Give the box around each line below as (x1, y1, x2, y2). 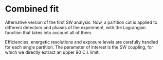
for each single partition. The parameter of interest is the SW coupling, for (5, 44, 153, 50)
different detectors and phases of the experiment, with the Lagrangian (5, 24, 146, 30)
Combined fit (5, 3, 59, 15)
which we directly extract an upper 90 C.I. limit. (5, 49, 100, 55)
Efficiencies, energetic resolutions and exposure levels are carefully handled (5, 39, 158, 45)
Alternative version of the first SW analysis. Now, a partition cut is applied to (5, 19, 158, 25)
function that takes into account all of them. (5, 30, 92, 35)
